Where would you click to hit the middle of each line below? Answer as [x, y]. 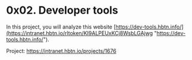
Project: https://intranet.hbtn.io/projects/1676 [62, 50]
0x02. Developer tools [62, 10]
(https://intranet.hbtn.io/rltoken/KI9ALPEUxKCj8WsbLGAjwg [80, 33]
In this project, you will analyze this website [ [61, 27]
